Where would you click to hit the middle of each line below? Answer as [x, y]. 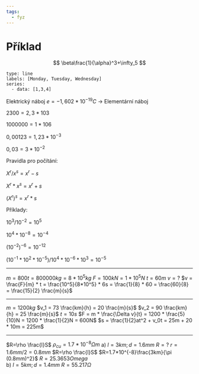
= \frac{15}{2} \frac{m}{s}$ [39, 290]
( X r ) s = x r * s [22, 198]
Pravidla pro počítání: [32, 161]
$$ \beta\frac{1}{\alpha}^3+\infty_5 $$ [99, 63]
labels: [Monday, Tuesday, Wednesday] [54, 79]
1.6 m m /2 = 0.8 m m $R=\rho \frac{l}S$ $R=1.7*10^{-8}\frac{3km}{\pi [89, 352]
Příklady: [17, 210]
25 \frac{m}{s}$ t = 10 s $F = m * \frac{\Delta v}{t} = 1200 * [92, 314]
